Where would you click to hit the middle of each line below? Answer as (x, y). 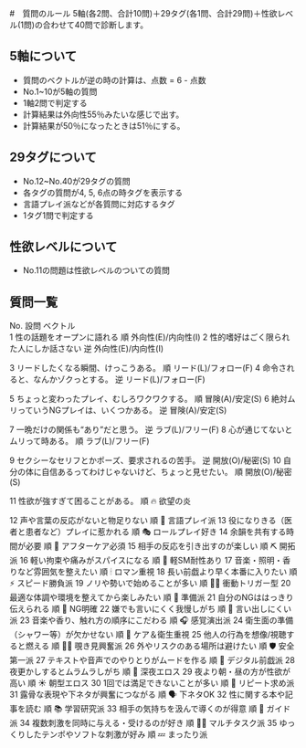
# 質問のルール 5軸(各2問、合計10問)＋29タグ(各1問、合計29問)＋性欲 (143, 13)
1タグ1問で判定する (58, 215)
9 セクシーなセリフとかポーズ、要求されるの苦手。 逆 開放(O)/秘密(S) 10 (145, 460)
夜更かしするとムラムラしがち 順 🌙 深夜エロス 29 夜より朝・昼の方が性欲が (150, 672)
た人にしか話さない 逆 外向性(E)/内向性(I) (87, 349)
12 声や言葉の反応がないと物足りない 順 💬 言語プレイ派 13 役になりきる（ (147, 521)
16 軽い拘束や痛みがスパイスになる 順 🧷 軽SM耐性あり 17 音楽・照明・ (151, 561)
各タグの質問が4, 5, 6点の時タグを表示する (102, 192)
